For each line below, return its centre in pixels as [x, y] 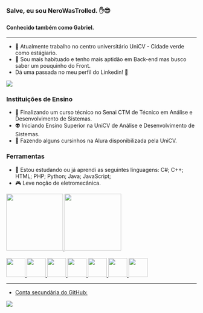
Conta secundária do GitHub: [51, 292]
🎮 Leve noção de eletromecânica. [58, 183]
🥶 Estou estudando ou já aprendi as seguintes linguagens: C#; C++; [99, 170]
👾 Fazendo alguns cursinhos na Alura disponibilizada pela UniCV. [96, 141]
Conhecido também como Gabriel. [50, 27]
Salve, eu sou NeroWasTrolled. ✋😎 [58, 10]
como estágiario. [36, 53]
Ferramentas [26, 156]
